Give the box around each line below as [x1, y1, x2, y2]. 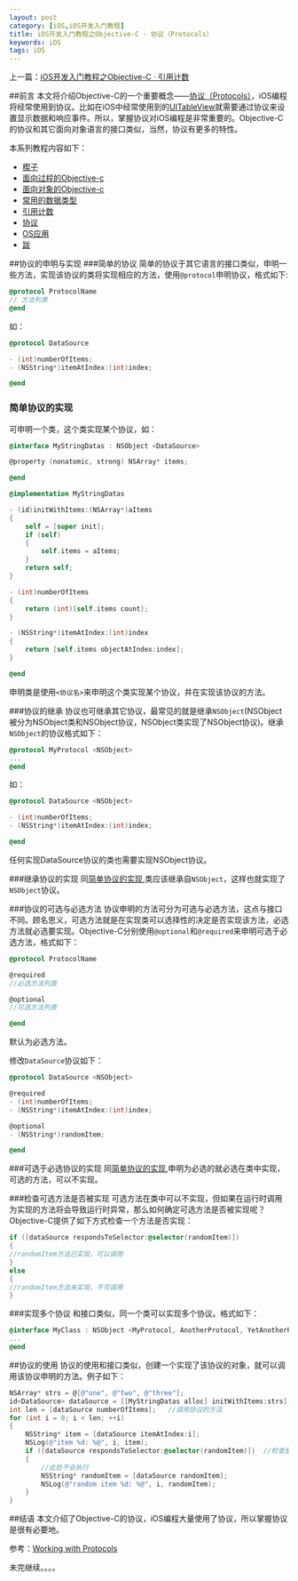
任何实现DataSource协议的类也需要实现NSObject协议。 [9, 855, 212, 865]
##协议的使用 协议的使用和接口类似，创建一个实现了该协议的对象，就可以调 [9, 1360, 286, 1370]
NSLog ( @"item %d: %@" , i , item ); [25, 1438, 149, 1448]
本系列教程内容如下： [9, 143, 87, 154]
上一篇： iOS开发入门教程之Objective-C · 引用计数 [9, 72, 190, 83]
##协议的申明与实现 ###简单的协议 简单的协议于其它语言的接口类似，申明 [9, 259, 279, 269]
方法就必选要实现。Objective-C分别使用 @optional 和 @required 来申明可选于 [9, 926, 281, 936]
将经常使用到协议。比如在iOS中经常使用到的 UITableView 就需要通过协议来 [9, 101, 278, 112]
